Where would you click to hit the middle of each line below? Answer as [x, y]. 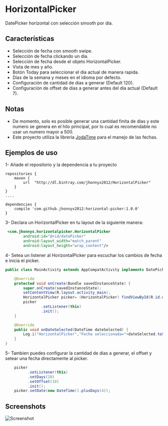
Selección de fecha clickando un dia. [50, 56]
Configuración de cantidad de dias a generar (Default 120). [73, 82]
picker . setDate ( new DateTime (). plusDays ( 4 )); [62, 391]
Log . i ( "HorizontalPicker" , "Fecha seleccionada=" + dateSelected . [90, 334]
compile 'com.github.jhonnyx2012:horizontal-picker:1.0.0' [77, 209]
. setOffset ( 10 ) [43, 381]
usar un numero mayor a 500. [43, 131]
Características [30, 39]
